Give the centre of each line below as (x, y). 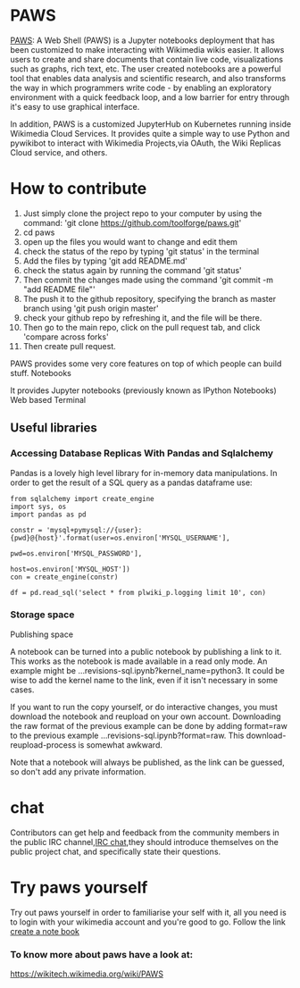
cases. (22, 690)
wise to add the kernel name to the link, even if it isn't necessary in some (144, 680)
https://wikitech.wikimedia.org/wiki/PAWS (87, 974)
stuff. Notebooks (41, 373)
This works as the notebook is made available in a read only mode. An (139, 661)
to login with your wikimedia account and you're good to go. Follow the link (148, 922)
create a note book (45, 931)
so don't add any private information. (78, 771)
